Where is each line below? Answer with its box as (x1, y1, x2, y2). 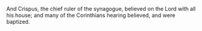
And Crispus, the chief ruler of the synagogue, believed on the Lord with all (6, 5, 196, 12)
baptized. (6, 18, 31, 25)
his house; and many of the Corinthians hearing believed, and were (6, 12, 176, 19)
